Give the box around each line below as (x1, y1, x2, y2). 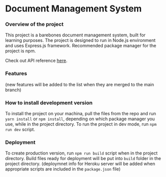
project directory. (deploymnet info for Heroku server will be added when (5, 161, 156, 167)
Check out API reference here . (5, 58, 68, 64)
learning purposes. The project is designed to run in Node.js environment (5, 37, 156, 43)
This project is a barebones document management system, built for (5, 32, 146, 38)
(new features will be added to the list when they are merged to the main (5, 81, 155, 87)
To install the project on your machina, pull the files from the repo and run (5, 111, 156, 117)
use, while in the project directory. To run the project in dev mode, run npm (5, 121, 157, 127)
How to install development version (5, 99, 93, 106)
